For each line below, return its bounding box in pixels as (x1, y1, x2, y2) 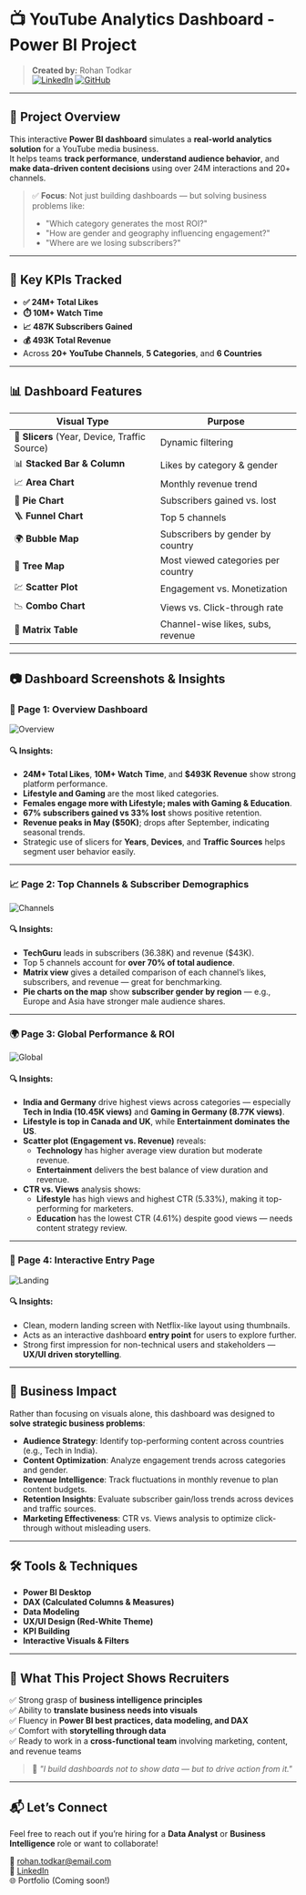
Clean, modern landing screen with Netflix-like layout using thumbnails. (22, 1319, 291, 1330)
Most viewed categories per (159, 554, 280, 567)
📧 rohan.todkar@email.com (9, 1856, 112, 1867)
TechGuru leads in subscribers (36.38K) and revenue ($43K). (22, 947, 255, 958)
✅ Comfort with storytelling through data (9, 1726, 167, 1736)
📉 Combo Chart (14, 599, 86, 612)
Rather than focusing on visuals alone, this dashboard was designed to (9, 1408, 275, 1419)
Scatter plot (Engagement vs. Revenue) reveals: (22, 1135, 207, 1146)
